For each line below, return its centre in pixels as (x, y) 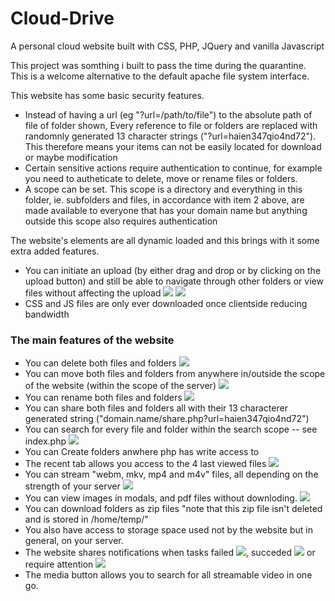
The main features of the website (92, 340)
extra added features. (55, 251)
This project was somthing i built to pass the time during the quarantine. (158, 65)
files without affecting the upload (93, 293)
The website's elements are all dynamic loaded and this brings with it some (165, 240)
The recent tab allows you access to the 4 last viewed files (145, 464)
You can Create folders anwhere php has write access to (142, 452)
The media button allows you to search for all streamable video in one (168, 575)
